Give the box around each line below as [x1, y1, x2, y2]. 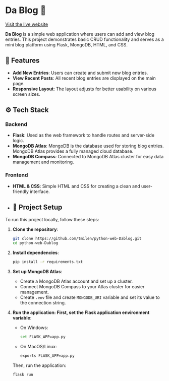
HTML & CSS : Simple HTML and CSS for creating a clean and [12, 183, 140, 189]
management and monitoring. [12, 159, 74, 165]
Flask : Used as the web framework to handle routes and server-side [12, 132, 155, 138]
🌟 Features [5, 56, 40, 65]
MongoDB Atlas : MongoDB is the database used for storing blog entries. [12, 143, 164, 149]
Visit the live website [5, 21, 48, 27]
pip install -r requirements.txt [12, 260, 83, 265]
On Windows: [20, 325, 48, 331]
